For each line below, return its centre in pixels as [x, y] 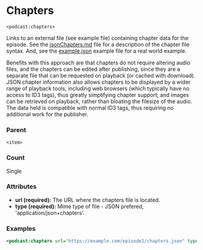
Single [14, 171]
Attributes [21, 187]
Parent [16, 130]
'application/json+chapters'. [50, 212]
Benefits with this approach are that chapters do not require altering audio [98, 62]
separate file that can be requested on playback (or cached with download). [101, 75]
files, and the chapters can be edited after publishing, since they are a [93, 69]
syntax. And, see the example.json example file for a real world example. [97, 51]
